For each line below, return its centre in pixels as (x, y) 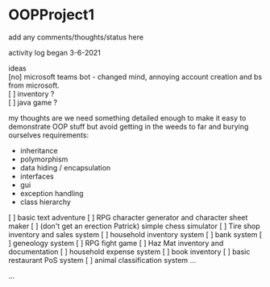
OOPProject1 (52, 15)
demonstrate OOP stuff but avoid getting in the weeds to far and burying (129, 126)
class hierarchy (45, 202)
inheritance (39, 150)
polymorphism (44, 159)
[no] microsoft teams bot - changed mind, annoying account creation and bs (135, 76)
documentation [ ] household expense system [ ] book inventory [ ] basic (129, 252)
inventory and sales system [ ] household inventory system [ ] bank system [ (135, 234)
